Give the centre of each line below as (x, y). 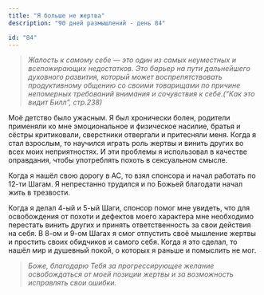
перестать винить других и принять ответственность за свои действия (130, 225)
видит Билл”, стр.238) (65, 102)
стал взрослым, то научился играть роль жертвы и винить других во (126, 144)
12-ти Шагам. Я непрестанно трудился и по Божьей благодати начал (126, 184)
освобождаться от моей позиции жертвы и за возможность (130, 274)
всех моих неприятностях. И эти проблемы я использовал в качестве (128, 151)
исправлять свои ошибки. (72, 283)
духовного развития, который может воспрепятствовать (125, 77)
